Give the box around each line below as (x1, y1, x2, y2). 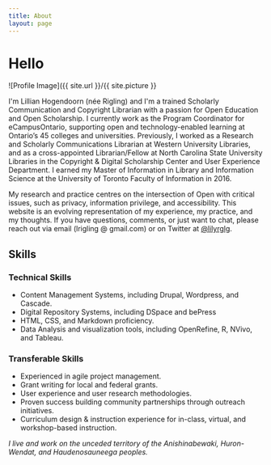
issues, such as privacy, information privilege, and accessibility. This (8, 198, 237, 208)
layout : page (8, 19, 53, 27)
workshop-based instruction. (19, 423, 117, 433)
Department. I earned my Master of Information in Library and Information (8, 165, 254, 175)
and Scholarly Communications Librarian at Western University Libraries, (8, 139, 251, 150)
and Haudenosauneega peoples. (38, 447, 148, 457)
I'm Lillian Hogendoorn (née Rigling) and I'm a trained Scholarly (8, 96, 220, 106)
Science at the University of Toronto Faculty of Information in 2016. (8, 174, 232, 184)
